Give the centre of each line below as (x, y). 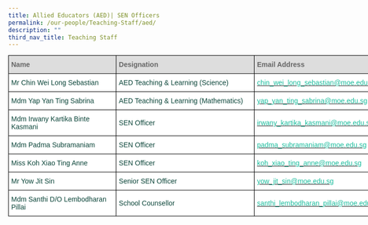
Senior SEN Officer (148, 181)
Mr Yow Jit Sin (33, 181)
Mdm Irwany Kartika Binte (51, 119)
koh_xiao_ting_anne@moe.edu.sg (309, 163)
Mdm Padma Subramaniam (53, 145)
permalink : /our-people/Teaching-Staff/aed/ (82, 23)
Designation (139, 65)
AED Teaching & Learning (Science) (174, 83)
